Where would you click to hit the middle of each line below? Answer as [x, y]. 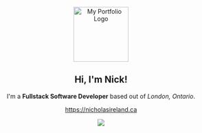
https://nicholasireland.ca [101, 109]
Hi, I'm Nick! [101, 80]
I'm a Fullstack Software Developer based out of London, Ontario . [101, 96]
